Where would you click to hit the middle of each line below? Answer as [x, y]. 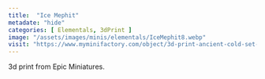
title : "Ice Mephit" [44, 15]
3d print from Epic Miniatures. [56, 66]
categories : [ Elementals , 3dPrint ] [70, 30]
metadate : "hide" [37, 23]
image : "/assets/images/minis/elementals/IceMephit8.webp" [107, 37]
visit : [19, 45]
